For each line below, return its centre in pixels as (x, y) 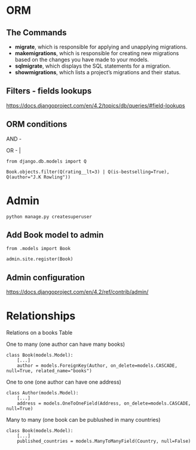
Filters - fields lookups (49, 91)
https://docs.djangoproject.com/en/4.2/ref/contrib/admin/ (77, 292)
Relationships (41, 316)
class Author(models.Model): (42, 393)
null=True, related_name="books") (49, 371)
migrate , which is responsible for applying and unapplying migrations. (101, 47)
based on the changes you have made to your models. (82, 60)
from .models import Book (38, 249)
